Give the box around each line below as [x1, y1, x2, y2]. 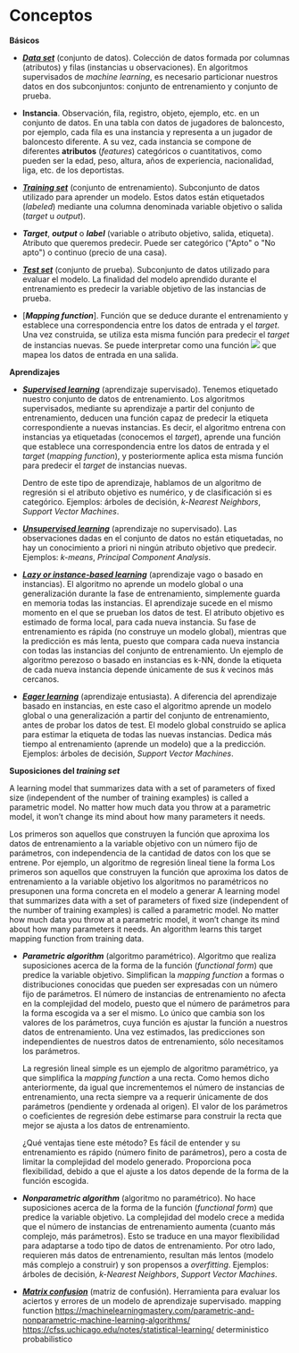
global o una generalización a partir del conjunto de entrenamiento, [21, 710, 270, 720]
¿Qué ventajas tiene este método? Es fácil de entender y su [21, 1137, 241, 1148]
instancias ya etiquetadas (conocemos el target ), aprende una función [21, 431, 281, 442]
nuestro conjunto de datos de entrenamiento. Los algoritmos [21, 393, 245, 404]
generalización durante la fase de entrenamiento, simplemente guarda [21, 588, 281, 599]
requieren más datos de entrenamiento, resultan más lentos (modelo [21, 1249, 274, 1260]
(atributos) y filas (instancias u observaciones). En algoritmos [21, 62, 248, 72]
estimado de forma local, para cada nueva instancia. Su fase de [21, 617, 257, 627]
